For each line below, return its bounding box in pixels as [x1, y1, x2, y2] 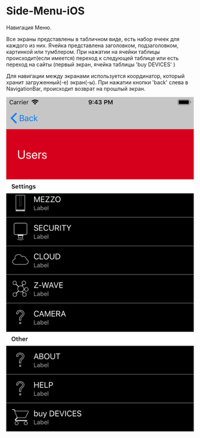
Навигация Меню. [6, 24, 52, 31]
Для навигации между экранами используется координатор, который [6, 72, 185, 79]
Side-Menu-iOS [6, 4, 85, 18]
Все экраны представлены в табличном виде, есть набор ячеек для [6, 35, 180, 42]
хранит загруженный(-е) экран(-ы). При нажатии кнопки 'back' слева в [6, 79, 189, 86]
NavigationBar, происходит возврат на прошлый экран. [6, 85, 146, 92]
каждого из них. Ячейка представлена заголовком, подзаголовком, [6, 42, 179, 49]
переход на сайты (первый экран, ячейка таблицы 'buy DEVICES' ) [6, 61, 176, 68]
